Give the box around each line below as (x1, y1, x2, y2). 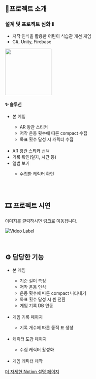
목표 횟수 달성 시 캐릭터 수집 (19, 136, 74, 142)
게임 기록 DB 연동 (19, 302, 53, 309)
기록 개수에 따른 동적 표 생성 (19, 324, 74, 330)
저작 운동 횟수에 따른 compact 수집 (19, 130, 88, 136)
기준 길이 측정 (19, 277, 46, 284)
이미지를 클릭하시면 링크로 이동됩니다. (5, 218, 78, 224)
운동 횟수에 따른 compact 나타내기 (19, 290, 86, 296)
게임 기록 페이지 (12, 314, 43, 320)
